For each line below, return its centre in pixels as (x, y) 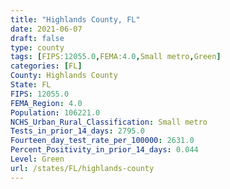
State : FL (31, 85)
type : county (37, 47)
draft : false (37, 38)
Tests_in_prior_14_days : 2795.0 (77, 131)
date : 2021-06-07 (46, 29)
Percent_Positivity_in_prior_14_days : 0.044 (104, 150)
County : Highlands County (64, 76)
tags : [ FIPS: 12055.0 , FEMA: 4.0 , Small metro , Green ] (116, 57)
